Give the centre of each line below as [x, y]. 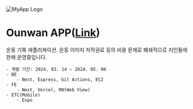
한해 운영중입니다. [27, 57]
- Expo [25, 100]
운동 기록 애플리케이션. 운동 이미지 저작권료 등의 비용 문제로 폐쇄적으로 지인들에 [97, 50]
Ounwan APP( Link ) [53, 33]
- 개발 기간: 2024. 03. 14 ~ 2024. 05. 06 [56, 69]
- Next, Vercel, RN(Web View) [54, 90]
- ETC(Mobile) [23, 95]
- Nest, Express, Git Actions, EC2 [60, 79]
